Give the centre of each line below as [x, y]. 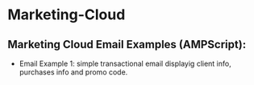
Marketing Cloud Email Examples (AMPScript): [127, 45]
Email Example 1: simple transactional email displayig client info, [125, 63]
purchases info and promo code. [73, 72]
